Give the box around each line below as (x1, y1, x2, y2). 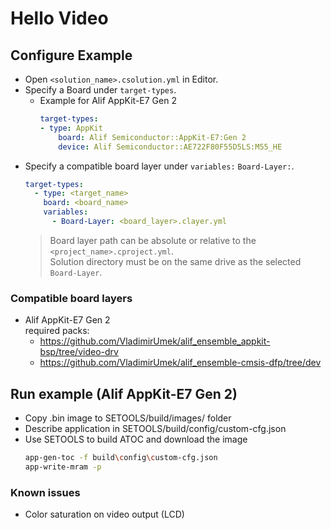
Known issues (10, 485, 81, 499)
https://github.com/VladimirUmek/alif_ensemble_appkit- (39, 335, 271, 347)
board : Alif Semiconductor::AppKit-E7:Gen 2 (58, 132, 247, 142)
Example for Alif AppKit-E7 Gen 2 (39, 95, 177, 106)
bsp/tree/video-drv (39, 346, 119, 358)
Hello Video (10, 7, 109, 30)
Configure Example (10, 47, 133, 64)
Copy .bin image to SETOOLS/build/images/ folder (24, 412, 232, 424)
